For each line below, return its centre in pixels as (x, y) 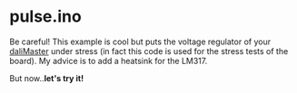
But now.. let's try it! (47, 78)
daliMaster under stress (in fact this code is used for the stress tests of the (149, 51)
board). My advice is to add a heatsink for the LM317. (109, 60)
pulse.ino (45, 17)
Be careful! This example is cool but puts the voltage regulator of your (140, 42)
